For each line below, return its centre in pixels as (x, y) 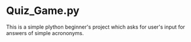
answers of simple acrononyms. (45, 33)
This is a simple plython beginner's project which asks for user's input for (96, 27)
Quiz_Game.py (43, 11)
